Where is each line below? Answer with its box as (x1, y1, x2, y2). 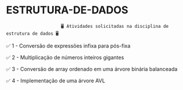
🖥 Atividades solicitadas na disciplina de (61, 23, 169, 29)
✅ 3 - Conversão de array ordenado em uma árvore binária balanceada (6, 65, 178, 73)
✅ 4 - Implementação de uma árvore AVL (6, 77, 105, 84)
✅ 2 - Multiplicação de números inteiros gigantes (6, 53, 125, 61)
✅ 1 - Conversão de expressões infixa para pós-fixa (6, 42, 130, 49)
